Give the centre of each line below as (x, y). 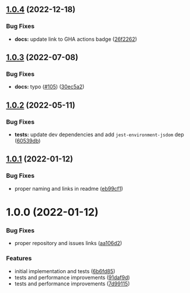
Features (19, 258)
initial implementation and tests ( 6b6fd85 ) (65, 271)
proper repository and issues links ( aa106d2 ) (68, 243)
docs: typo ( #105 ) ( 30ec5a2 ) (49, 87)
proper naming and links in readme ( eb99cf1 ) (69, 188)
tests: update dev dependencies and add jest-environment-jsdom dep (99, 135)
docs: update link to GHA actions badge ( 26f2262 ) (76, 39)
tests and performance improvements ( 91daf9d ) (72, 277)
